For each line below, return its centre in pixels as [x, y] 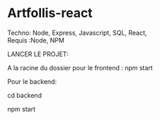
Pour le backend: [32, 81]
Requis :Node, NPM [36, 40]
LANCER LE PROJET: [38, 54]
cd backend [25, 95]
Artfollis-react [50, 13]
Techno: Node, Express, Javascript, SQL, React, [77, 33]
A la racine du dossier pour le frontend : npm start [80, 67]
